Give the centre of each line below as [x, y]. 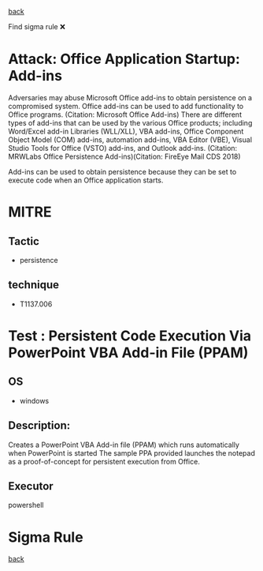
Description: [39, 426]
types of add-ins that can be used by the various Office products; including [130, 122]
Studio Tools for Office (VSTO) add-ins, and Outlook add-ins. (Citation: [123, 148]
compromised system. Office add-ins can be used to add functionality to [126, 106]
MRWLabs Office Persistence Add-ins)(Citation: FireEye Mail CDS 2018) [125, 156]
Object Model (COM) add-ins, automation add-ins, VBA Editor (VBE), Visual [130, 139]
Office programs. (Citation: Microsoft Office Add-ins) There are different [125, 115]
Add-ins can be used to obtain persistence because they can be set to [122, 171]
